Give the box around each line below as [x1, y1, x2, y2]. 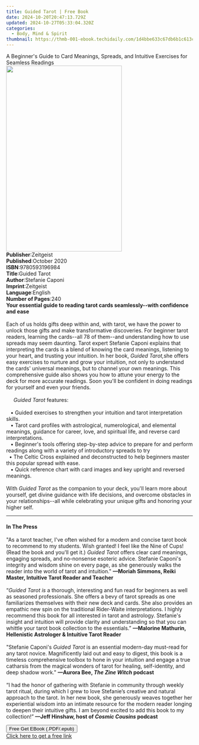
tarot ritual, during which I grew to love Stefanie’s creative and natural [6, 688, 176, 695]
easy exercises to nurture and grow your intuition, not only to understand [6, 359, 184, 366]
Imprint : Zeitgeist [6, 283, 47, 290]
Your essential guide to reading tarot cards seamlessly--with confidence [6, 301, 189, 309]
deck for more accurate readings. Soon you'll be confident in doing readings [6, 378, 192, 384]
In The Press [6, 523, 38, 530]
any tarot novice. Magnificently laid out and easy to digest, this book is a [6, 650, 183, 657]
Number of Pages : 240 [6, 296, 62, 302]
